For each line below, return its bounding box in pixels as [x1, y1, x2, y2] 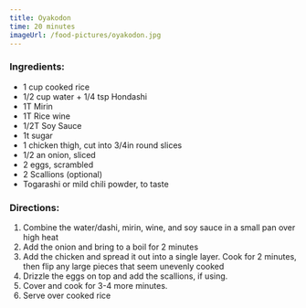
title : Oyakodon [9, 13, 71, 23]
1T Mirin [22, 101, 53, 112]
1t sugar [22, 130, 53, 141]
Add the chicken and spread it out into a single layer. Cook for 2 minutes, [22, 250, 297, 261]
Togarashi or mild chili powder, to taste [22, 178, 169, 189]
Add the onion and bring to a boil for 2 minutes [22, 241, 199, 252]
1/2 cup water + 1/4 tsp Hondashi [22, 90, 148, 101]
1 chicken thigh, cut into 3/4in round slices [22, 139, 183, 151]
